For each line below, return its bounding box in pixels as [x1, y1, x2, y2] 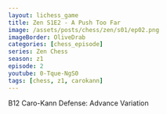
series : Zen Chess [8, 48, 68, 55]
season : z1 [8, 55, 44, 63]
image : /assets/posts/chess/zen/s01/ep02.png [8, 26, 159, 34]
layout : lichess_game [8, 11, 79, 20]
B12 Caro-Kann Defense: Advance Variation [8, 98, 149, 108]
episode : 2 [8, 62, 44, 70]
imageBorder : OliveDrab [8, 33, 86, 41]
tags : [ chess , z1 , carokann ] [8, 77, 103, 84]
